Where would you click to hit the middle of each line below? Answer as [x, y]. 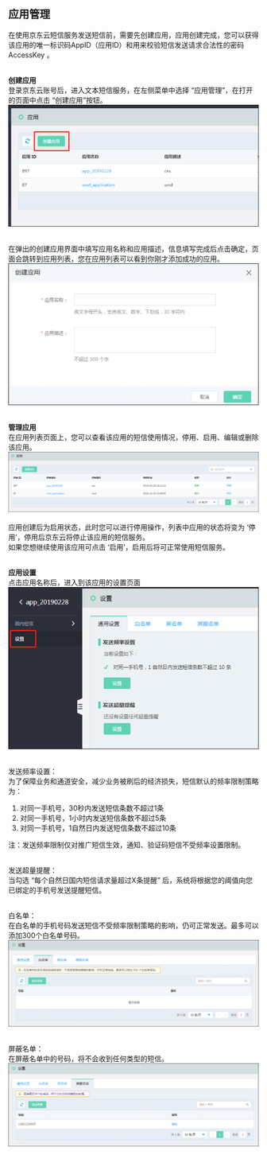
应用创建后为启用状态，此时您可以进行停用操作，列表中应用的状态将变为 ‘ [128, 527]
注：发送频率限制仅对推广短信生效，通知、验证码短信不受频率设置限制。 [126, 845]
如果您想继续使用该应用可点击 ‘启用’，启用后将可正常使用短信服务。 [119, 546]
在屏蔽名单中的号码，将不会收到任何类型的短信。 [88, 1058]
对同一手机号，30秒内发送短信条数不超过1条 [92, 808]
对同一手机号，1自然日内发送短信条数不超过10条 [98, 828]
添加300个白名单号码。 [46, 935]
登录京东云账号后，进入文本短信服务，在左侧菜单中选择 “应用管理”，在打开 [131, 90]
